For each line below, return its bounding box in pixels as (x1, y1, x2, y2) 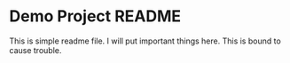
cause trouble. (9, 44, 62, 55)
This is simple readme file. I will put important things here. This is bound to (9, 35, 281, 46)
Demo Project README (9, 6, 182, 27)
